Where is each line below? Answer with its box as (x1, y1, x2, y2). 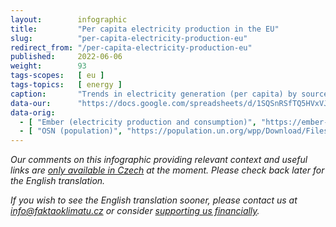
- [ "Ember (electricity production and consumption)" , (19, 117, 257, 127)
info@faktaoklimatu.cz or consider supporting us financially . (10, 205, 260, 217)
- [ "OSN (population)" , (19, 126, 123, 136)
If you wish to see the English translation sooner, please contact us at (10, 194, 298, 206)
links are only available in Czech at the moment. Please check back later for (10, 164, 325, 176)
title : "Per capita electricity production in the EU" (10, 24, 280, 34)
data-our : (10, 98, 52, 108)
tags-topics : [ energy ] (10, 80, 123, 90)
